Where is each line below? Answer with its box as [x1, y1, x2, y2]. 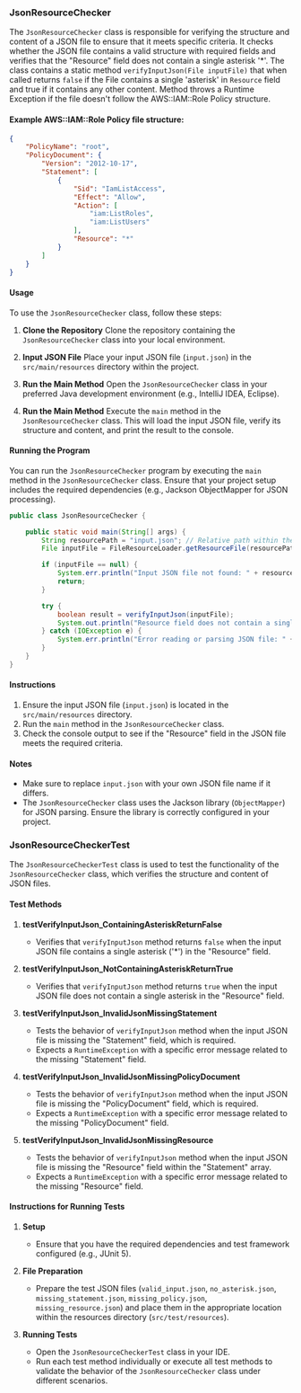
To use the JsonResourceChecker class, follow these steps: [9, 307, 222, 318]
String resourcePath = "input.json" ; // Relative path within [41, 536, 279, 545]
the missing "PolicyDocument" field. [35, 1117, 169, 1128]
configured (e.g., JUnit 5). [35, 1247, 132, 1259]
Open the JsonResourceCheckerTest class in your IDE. [35, 1346, 231, 1357]
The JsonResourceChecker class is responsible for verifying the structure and [9, 27, 290, 38]
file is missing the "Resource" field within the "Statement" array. [35, 1161, 271, 1172]
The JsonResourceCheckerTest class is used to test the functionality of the [9, 859, 279, 870]
